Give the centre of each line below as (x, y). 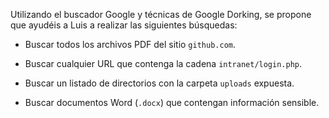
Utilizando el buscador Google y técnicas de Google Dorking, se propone (161, 14)
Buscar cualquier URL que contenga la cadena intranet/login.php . (163, 63)
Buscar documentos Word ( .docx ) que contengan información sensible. (172, 102)
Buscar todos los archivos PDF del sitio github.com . (130, 44)
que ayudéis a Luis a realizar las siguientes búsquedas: (124, 25)
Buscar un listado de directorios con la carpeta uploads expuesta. (159, 83)
